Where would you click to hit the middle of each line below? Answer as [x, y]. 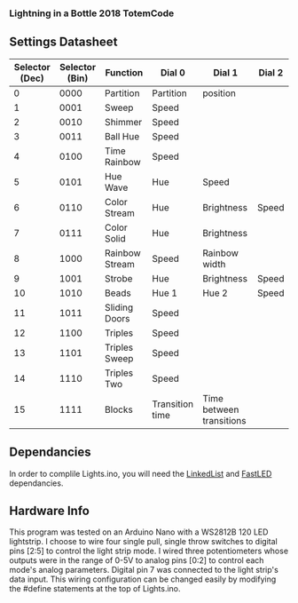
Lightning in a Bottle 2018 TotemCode [92, 13]
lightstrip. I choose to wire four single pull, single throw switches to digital [143, 542]
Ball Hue [122, 136]
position [220, 93]
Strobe [119, 278]
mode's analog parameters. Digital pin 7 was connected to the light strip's [144, 570]
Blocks [119, 409]
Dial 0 [173, 72]
